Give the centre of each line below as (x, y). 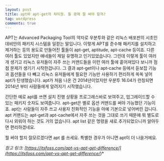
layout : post (18, 10)
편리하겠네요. (23, 127)
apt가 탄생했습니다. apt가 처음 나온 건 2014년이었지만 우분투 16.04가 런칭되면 (79, 80)
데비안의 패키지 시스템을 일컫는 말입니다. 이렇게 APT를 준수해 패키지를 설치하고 (81, 44)
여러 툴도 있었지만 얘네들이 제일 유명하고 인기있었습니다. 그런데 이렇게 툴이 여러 (81, 56)
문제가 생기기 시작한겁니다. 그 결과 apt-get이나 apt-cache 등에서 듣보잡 (79, 68)
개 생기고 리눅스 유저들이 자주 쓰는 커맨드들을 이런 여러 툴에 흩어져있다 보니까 (79, 62)
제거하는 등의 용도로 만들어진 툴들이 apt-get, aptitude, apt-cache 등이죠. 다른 (80, 50)
